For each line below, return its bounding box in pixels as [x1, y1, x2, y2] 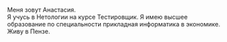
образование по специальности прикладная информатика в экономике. [7, 20, 221, 28]
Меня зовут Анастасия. [7, 6, 76, 14]
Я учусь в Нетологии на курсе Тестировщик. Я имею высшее [7, 13, 188, 21]
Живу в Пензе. [7, 27, 50, 35]
